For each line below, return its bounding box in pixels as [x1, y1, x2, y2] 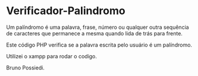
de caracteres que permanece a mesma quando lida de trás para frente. [6, 29, 183, 37]
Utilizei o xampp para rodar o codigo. [6, 52, 97, 60]
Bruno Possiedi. [6, 64, 45, 71]
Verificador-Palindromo [6, 4, 126, 18]
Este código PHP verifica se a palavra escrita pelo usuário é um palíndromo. [6, 41, 192, 48]
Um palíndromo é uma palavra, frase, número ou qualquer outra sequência [6, 24, 189, 31]
